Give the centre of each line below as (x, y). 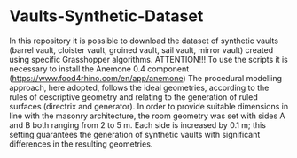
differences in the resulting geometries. (81, 144)
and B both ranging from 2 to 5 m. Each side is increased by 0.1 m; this (137, 124)
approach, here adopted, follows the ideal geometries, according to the (139, 87)
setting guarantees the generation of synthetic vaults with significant (135, 134)
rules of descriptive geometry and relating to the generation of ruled (134, 97)
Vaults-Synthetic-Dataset (106, 16)
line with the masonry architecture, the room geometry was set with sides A (147, 116)
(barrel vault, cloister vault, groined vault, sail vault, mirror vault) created (141, 49)
